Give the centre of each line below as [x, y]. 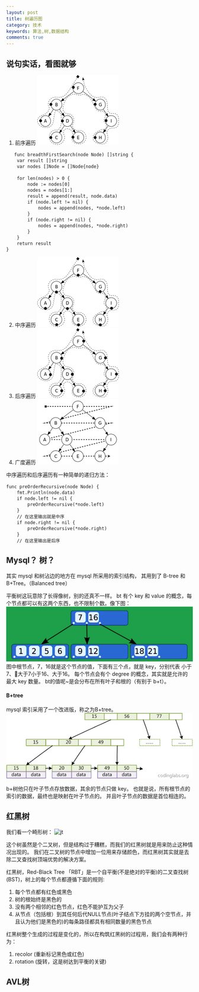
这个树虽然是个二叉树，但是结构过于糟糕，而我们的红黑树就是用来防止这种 [97, 845]
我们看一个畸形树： [30, 832]
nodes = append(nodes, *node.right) [83, 226]
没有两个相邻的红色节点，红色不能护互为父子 [69, 907]
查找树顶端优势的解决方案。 [55, 859]
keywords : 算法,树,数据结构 [38, 31]
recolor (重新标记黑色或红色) [49, 954]
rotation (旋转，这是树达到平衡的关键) [60, 961]
